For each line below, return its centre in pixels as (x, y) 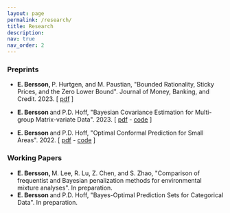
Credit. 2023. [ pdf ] (45, 99)
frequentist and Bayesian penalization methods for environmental (109, 180)
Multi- (203, 112)
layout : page (26, 13)
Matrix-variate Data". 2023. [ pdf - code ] (94, 120)
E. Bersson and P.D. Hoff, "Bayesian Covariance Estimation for (105, 112)
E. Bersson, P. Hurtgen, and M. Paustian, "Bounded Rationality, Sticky (116, 85)
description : (26, 33)
